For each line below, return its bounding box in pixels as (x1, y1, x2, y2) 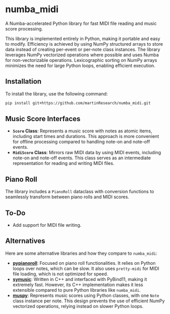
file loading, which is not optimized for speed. (12, 270, 108, 277)
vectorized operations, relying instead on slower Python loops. (12, 303, 144, 309)
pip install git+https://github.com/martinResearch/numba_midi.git (5, 100, 151, 106)
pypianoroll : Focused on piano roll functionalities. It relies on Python (12, 260, 156, 266)
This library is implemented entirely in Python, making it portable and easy (5, 36, 161, 42)
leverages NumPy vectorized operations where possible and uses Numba (5, 52, 159, 58)
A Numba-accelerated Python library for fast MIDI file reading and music (5, 20, 157, 26)
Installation (5, 77, 42, 86)
